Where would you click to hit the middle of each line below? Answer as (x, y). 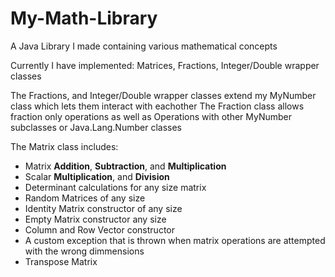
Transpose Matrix (61, 261)
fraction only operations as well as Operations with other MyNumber (151, 116)
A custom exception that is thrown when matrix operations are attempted (175, 240)
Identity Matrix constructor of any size (103, 208)
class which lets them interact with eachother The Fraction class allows (157, 106)
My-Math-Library (84, 18)
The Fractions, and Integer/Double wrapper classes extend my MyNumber (163, 95)
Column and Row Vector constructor (99, 229)
